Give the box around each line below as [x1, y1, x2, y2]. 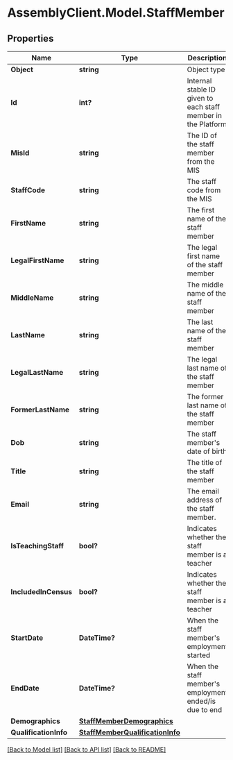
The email [187, 487, 220, 496]
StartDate [10, 633, 44, 643]
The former [187, 392, 224, 401]
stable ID [187, 85, 216, 94]
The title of [187, 458, 223, 467]
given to [187, 94, 214, 103]
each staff [187, 102, 221, 112]
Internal [187, 76, 212, 85]
